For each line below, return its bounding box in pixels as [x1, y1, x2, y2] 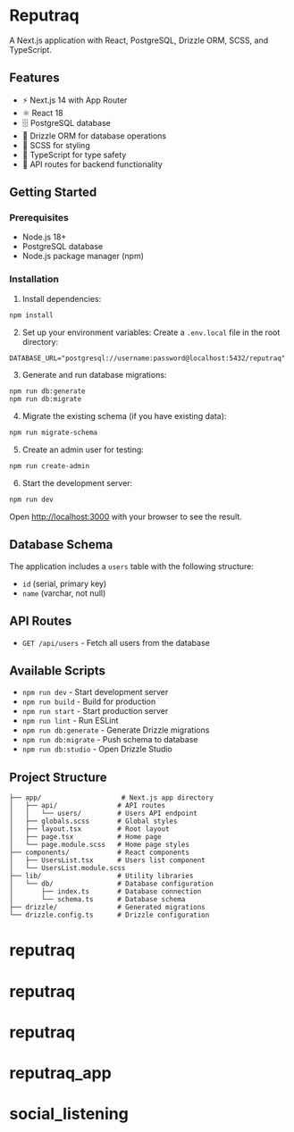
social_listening [9, 1104, 130, 1124]
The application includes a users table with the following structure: [9, 560, 255, 572]
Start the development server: [21, 478, 133, 489]
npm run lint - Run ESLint [21, 716, 119, 726]
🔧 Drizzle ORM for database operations [21, 130, 167, 141]
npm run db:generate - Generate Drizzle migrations [21, 725, 210, 735]
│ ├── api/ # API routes [9, 801, 166, 810]
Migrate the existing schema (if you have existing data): [21, 411, 227, 422]
